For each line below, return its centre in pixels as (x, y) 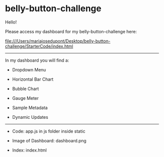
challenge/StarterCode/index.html (39, 46)
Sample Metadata (30, 108)
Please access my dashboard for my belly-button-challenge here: (71, 31)
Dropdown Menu (29, 69)
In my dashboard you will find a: (37, 60)
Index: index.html (30, 150)
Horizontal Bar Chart (33, 79)
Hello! (11, 22)
